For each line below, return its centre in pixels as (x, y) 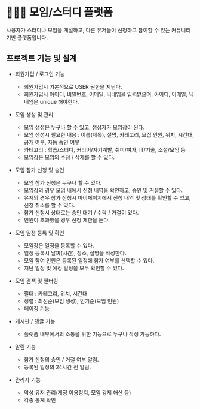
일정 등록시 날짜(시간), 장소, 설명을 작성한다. (75, 253)
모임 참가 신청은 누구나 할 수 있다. (63, 182)
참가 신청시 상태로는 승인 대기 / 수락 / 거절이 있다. (81, 212)
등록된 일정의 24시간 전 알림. (57, 367)
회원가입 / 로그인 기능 (40, 74)
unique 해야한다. (59, 101)
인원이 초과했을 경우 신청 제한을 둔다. (67, 220)
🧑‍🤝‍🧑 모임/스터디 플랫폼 (60, 12)
